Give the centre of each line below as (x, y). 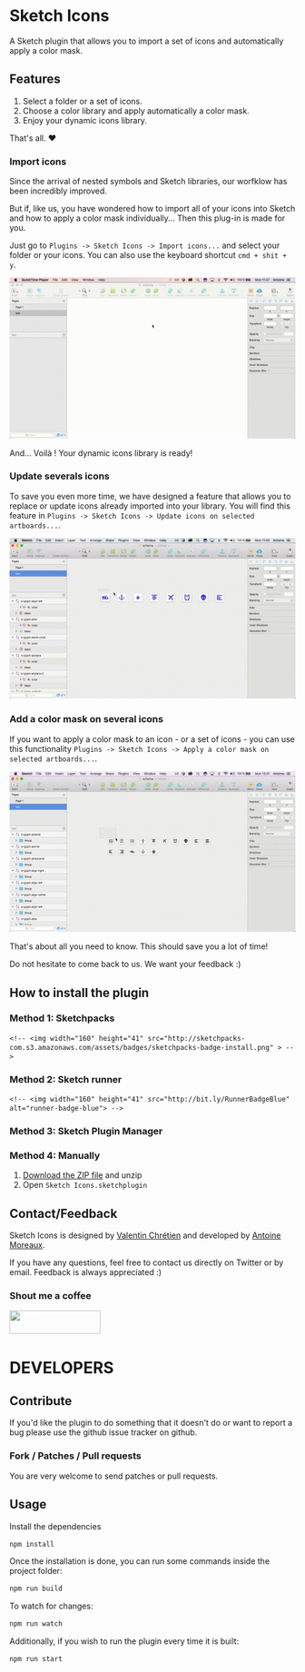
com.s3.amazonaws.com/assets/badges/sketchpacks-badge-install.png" (142, 1047)
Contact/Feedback (64, 1213)
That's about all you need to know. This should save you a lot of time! (139, 946)
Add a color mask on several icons (86, 719)
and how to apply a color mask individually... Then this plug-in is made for (148, 218)
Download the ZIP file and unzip (82, 1175)
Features (35, 79)
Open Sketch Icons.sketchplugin (85, 1185)
